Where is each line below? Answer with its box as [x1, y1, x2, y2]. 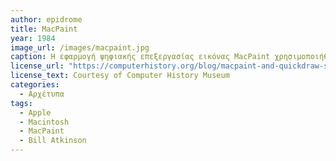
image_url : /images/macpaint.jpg [10, 42, 150, 53]
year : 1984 [10, 33, 56, 43]
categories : [10, 80, 60, 90]
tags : [10, 98, 33, 108]
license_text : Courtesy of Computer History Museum [10, 71, 230, 81]
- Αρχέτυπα [19, 89, 65, 99]
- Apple [19, 107, 52, 118]
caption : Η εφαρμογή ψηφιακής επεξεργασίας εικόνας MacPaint [10, 52, 271, 62]
